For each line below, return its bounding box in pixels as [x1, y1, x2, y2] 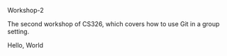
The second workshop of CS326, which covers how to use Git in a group [7, 20, 220, 28]
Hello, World [7, 41, 44, 49]
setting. [7, 28, 30, 35]
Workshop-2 [7, 6, 44, 14]
